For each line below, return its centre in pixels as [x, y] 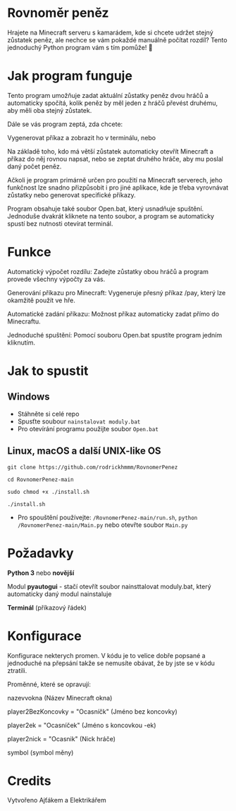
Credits [29, 781]
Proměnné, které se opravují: [49, 684]
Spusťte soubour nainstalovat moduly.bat [79, 421]
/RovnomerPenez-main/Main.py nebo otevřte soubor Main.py [103, 525]
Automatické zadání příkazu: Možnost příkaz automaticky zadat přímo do [113, 314]
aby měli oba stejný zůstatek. [50, 110]
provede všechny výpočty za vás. [56, 279]
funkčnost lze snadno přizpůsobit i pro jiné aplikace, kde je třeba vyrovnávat [118, 187]
